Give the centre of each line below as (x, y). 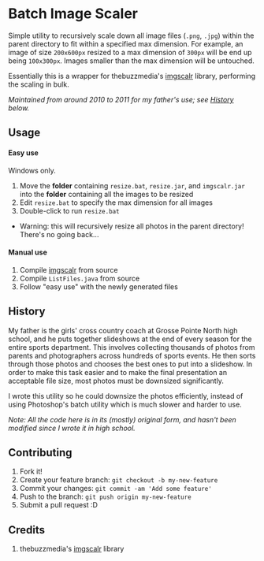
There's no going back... (59, 234)
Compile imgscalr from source (69, 269)
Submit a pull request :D (59, 505)
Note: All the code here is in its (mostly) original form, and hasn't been (122, 419)
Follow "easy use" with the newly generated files (99, 286)
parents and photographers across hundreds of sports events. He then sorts (132, 355)
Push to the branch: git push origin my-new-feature (105, 496)
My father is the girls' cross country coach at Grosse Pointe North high (123, 330)
